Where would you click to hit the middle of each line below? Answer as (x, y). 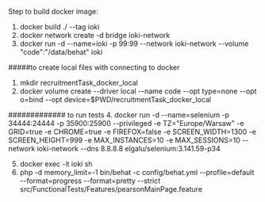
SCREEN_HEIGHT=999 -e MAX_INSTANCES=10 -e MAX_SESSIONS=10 (124, 140)
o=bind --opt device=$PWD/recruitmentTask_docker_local (115, 99)
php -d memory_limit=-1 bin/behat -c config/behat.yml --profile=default (137, 172)
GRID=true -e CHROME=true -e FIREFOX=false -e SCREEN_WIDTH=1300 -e (132, 131)
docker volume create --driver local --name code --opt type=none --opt (138, 91)
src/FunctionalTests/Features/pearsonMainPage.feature (111, 189)
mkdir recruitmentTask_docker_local (79, 83)
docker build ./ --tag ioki (60, 27)
